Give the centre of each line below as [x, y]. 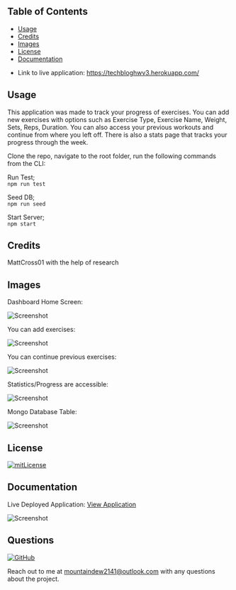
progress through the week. [48, 142]
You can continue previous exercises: [62, 357]
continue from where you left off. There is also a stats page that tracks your [118, 135]
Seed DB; [21, 197]
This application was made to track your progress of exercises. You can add [118, 112]
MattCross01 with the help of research [63, 262]
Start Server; [26, 217]
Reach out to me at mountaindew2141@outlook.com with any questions [111, 571]
